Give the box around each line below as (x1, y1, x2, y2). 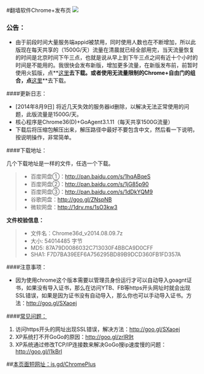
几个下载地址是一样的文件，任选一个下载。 (6, 160, 114, 167)
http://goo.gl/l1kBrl (15, 348, 62, 356)
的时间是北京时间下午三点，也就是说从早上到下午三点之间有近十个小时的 (15, 54, 198, 61)
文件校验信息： (6, 217, 44, 224)
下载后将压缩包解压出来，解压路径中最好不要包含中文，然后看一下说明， (15, 126, 198, 133)
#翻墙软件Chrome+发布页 (6, 7, 72, 14)
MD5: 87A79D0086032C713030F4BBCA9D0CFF (30, 244, 154, 252)
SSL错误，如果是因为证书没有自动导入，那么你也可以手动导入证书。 (15, 292, 187, 299)
